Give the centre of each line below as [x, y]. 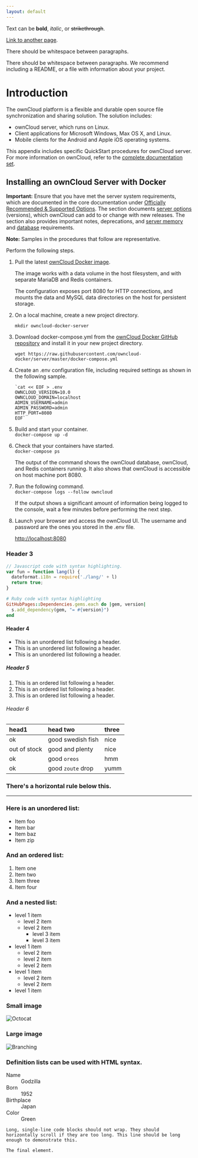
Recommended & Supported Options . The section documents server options [99, 209]
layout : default [26, 12]
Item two [25, 874]
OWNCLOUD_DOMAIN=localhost [48, 398]
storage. [25, 304]
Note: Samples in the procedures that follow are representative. [83, 239]
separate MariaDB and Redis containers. [64, 280]
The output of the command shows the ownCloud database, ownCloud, [101, 463]
